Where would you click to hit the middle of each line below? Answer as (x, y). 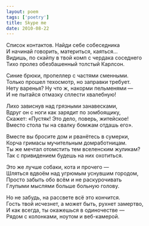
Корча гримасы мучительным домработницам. (66, 143)
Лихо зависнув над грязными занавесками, (62, 106)
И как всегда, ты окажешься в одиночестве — (66, 210)
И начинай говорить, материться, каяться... (62, 52)
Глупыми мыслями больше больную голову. (63, 186)
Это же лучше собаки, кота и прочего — (58, 167)
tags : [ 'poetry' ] (28, 17)
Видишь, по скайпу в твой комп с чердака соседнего (74, 58)
